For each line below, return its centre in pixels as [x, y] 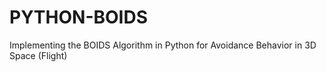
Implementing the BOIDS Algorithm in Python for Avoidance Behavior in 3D [163, 45]
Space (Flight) [38, 55]
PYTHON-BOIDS [78, 17]
